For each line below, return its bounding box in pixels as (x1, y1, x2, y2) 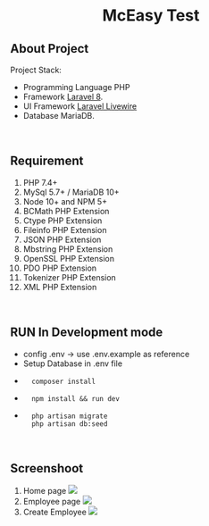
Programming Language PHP (22, 82, 130, 92)
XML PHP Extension (22, 281, 97, 292)
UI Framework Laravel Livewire (22, 101, 138, 112)
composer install (31, 377, 96, 386)
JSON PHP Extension (22, 234, 102, 245)
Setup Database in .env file (22, 358, 123, 369)
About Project (10, 41, 89, 56)
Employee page (22, 497, 81, 507)
